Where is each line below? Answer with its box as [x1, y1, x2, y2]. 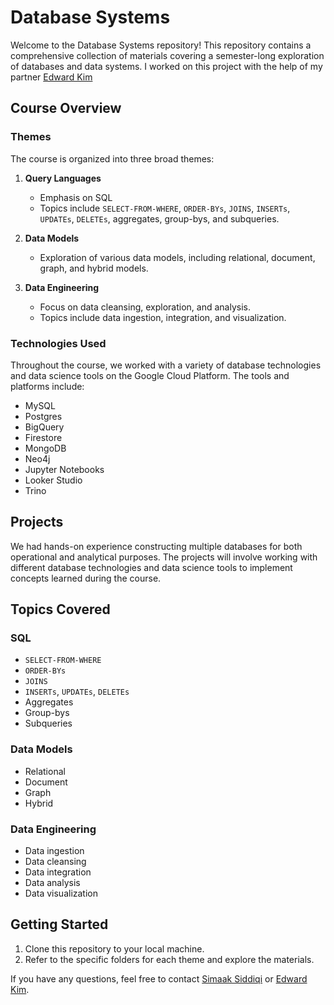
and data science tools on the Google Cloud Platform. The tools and [10, 369, 290, 381]
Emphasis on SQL [39, 191, 113, 203]
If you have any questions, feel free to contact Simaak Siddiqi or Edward [10, 972, 308, 985]
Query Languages [24, 172, 102, 184]
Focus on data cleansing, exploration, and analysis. [39, 301, 251, 313]
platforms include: [10, 380, 85, 392]
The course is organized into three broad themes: [10, 152, 215, 165]
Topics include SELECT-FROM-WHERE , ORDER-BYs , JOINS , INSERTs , [39, 202, 291, 214]
